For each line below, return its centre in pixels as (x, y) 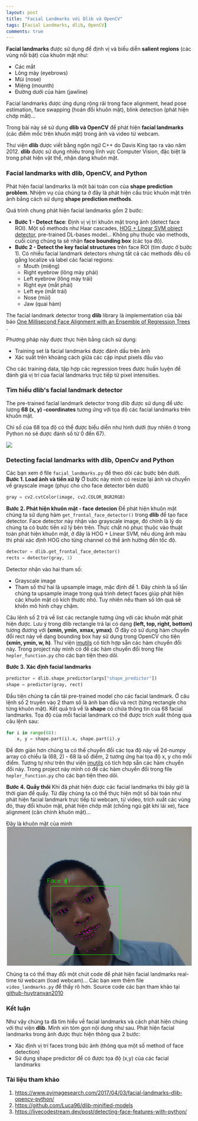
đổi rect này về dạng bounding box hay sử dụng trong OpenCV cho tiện (93, 636)
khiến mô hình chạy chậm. (47, 606)
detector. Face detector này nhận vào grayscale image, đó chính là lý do (94, 521)
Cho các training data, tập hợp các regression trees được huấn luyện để (94, 368)
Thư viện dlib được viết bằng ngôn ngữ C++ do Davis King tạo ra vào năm (96, 145)
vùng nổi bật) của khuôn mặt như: (47, 55)
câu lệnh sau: (22, 721)
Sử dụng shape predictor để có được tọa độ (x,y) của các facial (92, 1058)
